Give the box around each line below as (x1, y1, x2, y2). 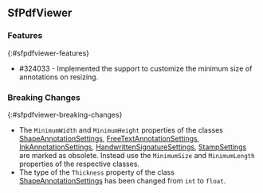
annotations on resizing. (18, 71, 99, 82)
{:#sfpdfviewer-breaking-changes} (7, 110, 123, 119)
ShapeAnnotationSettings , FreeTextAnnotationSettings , (18, 133, 200, 143)
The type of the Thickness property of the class (18, 167, 175, 177)
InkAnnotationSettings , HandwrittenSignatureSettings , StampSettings (18, 142, 247, 152)
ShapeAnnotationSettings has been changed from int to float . (18, 176, 226, 185)
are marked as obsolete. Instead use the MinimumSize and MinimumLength (18, 150, 256, 160)
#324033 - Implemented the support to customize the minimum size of (18, 64, 253, 73)
